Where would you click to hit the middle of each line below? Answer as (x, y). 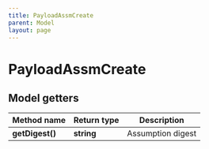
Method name (39, 121)
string (85, 133)
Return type (96, 121)
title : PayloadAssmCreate (51, 15)
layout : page (30, 30)
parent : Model (32, 23)
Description (161, 121)
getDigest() (34, 133)
